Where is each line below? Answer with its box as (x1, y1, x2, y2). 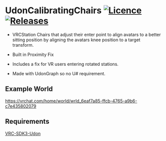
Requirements (5, 117, 49, 126)
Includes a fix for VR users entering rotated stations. (12, 61, 119, 67)
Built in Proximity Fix (12, 52, 54, 57)
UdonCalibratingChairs (5, 5, 102, 16)
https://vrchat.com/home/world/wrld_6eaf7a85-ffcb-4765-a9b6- (5, 98, 137, 104)
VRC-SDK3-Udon (5, 130, 41, 136)
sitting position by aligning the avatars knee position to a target (12, 37, 141, 43)
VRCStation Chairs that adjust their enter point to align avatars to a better (12, 31, 161, 37)
